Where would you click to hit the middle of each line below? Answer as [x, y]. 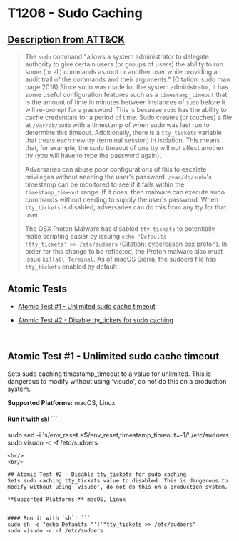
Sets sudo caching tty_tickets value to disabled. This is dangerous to [118, 480]
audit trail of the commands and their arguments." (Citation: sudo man [127, 79]
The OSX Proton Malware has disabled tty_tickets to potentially [120, 229]
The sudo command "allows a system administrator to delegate [117, 56]
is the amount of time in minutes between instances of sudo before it [125, 102]
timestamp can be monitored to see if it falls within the [105, 184]
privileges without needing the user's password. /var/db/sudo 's [118, 177]
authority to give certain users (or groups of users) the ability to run [124, 64]
